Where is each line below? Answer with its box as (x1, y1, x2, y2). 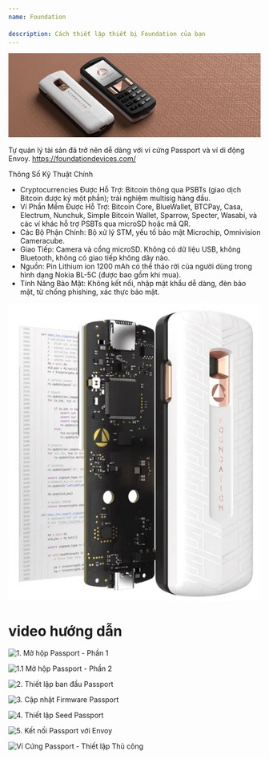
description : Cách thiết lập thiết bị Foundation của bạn (8, 30, 206, 38)
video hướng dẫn (8, 622, 122, 640)
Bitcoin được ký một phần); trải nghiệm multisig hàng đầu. (19, 193, 211, 204)
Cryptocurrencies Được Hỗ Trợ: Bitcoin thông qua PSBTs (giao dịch (19, 185, 242, 195)
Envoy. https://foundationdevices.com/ (8, 154, 136, 164)
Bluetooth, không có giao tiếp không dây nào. (19, 253, 171, 263)
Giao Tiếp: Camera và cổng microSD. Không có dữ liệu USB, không (19, 244, 242, 254)
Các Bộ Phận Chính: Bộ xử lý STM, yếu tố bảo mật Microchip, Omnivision (19, 228, 261, 237)
